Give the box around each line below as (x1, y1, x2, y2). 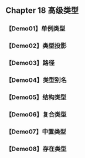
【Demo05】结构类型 (5, 93, 67, 101)
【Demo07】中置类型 (5, 128, 66, 136)
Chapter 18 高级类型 (5, 5, 79, 16)
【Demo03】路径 (5, 59, 55, 67)
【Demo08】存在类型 (5, 145, 67, 153)
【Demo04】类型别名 (5, 76, 67, 84)
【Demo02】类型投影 (5, 42, 67, 50)
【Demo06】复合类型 (5, 110, 67, 118)
